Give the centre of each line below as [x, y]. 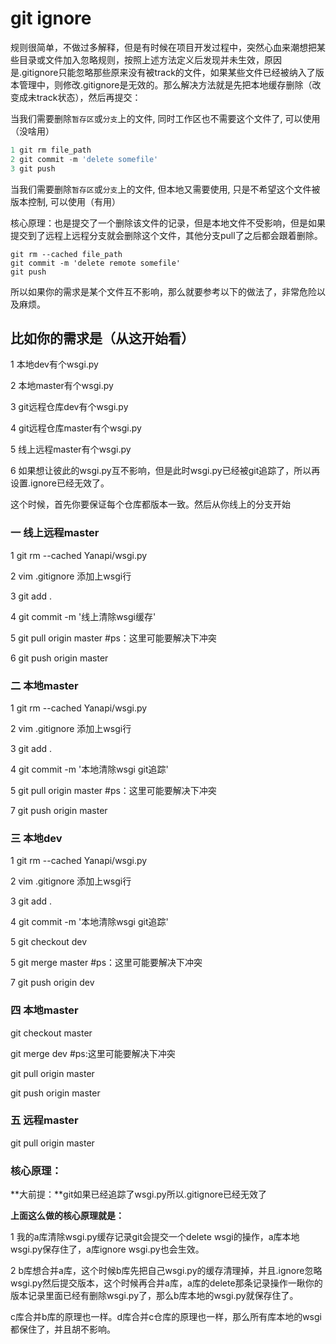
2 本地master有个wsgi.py [62, 386]
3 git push [33, 168]
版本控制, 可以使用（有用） [65, 201]
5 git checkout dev [49, 942]
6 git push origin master [59, 658]
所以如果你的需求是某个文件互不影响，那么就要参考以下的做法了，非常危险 [163, 291]
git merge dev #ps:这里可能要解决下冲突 [93, 1053]
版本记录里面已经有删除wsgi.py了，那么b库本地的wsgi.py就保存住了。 [154, 1296]
